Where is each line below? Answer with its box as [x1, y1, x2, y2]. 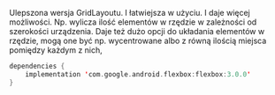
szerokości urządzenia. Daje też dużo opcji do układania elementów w [9, 26, 265, 36]
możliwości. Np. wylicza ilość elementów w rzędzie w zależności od [9, 17, 257, 27]
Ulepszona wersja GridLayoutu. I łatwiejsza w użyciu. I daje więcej [9, 8, 250, 18]
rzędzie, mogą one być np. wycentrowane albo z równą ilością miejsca [9, 35, 267, 46]
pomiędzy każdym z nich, [9, 45, 103, 55]
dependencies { [9, 62, 65, 70]
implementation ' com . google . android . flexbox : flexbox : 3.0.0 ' [25, 69, 251, 78]
